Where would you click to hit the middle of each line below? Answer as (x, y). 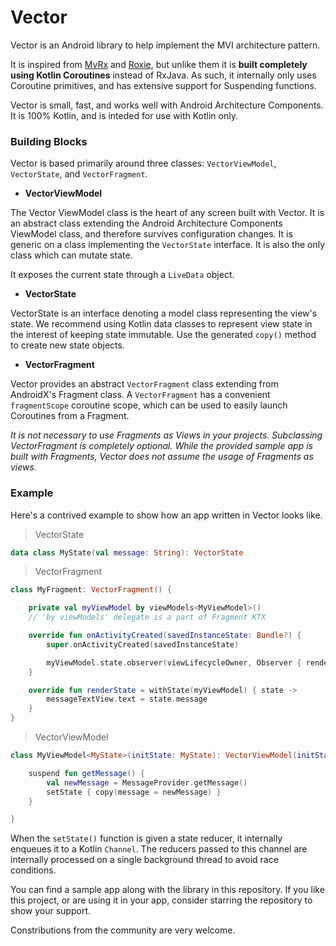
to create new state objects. (67, 345)
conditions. (33, 870)
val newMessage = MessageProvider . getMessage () (147, 782)
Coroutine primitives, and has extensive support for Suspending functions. (163, 85)
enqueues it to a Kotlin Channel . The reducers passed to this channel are (159, 849)
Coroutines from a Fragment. (70, 416)
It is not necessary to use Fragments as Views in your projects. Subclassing (166, 435)
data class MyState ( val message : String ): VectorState (127, 552)
